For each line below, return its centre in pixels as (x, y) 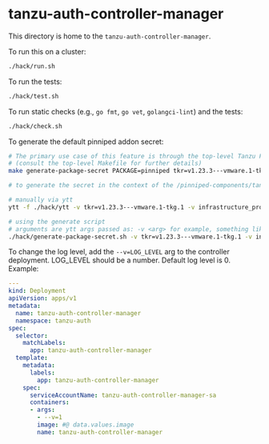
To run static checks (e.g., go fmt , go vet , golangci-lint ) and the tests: (126, 111)
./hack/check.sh (35, 126)
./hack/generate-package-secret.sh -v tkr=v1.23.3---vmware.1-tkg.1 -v (130, 237)
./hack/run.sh (32, 66)
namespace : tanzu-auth (53, 321)
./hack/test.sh (34, 96)
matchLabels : (44, 343)
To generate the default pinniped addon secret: (86, 142)
